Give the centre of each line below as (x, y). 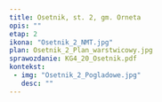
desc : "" (37, 83)
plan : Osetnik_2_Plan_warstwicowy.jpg (81, 51)
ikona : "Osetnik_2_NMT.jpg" (61, 42)
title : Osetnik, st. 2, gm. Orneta (75, 17)
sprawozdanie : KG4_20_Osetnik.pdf (73, 59)
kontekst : (28, 67)
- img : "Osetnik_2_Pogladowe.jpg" (77, 75)
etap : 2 (24, 34)
